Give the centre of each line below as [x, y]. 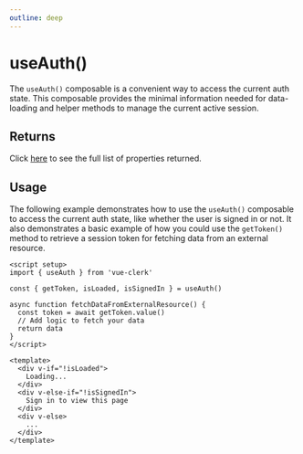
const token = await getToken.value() [92, 313]
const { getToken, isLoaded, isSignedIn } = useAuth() [116, 289]
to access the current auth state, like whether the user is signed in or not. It [151, 219]
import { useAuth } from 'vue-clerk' [81, 273]
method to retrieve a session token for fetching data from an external [139, 238]
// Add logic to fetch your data [81, 321]
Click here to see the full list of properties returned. [106, 158]
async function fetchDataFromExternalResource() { [108, 305]
